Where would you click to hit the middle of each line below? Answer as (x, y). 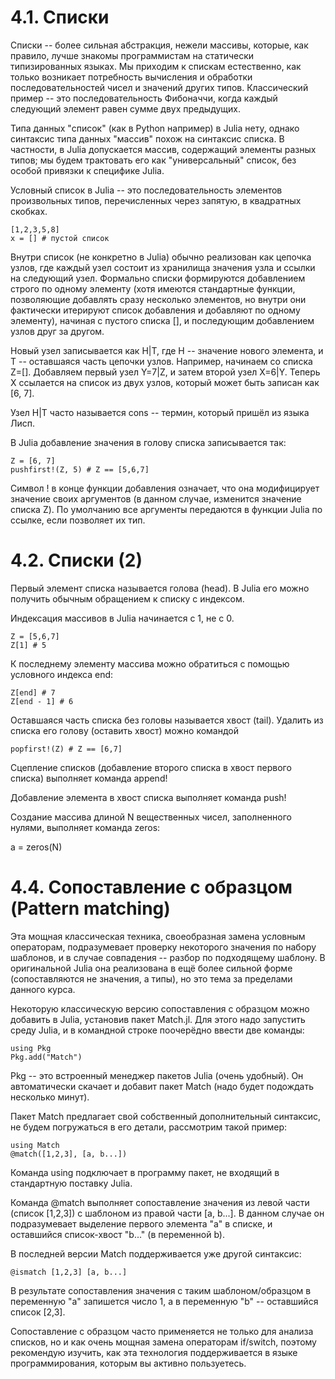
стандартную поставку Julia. (71, 1183)
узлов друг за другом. (57, 331)
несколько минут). (50, 1097)
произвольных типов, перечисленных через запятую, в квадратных (156, 200)
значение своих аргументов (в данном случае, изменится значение (156, 498)
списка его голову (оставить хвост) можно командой (124, 730)
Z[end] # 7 (33, 692)
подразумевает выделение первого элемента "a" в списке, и (141, 1223)
